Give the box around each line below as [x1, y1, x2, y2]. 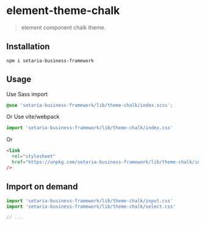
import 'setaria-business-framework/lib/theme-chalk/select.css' [6, 203, 176, 210]
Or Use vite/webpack [6, 113, 60, 121]
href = [12, 159, 26, 165]
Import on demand [6, 182, 78, 192]
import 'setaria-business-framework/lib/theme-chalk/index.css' [6, 125, 173, 131]
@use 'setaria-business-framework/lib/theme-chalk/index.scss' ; [6, 102, 173, 108]
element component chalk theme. [21, 24, 106, 31]
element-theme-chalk [6, 4, 120, 18]
